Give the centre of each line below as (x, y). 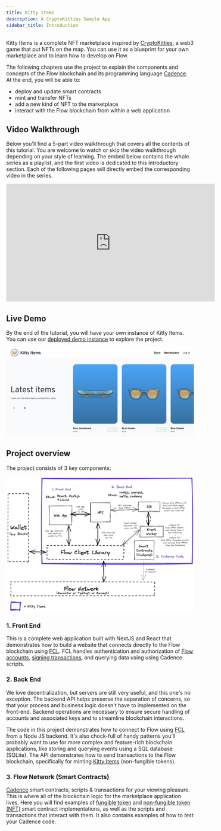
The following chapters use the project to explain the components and (92, 67)
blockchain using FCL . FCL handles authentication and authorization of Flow (100, 651)
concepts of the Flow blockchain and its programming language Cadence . (97, 74)
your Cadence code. (31, 821)
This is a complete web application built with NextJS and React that (89, 638)
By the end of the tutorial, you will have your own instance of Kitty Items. (95, 333)
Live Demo (26, 318)
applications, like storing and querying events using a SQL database (89, 748)
